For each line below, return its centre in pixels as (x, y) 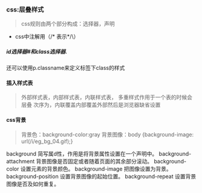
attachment (21, 161)
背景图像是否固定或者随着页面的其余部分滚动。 (94, 161)
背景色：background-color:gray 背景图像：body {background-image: (107, 134)
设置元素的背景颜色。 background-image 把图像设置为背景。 (96, 169)
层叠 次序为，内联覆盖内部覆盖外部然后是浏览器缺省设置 (91, 105)
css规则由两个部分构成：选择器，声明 (68, 24)
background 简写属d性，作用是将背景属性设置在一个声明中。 (82, 153)
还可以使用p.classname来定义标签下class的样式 (66, 68)
